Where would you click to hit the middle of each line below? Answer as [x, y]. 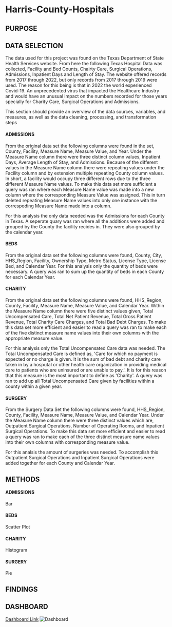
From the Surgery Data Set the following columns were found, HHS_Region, [85, 409]
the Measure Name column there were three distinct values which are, [80, 420]
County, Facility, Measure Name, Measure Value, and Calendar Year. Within [85, 306]
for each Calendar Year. [30, 277]
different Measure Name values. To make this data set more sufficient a [81, 184]
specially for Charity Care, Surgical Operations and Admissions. [73, 102]
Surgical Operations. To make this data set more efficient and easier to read [85, 432]
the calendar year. [24, 232]
